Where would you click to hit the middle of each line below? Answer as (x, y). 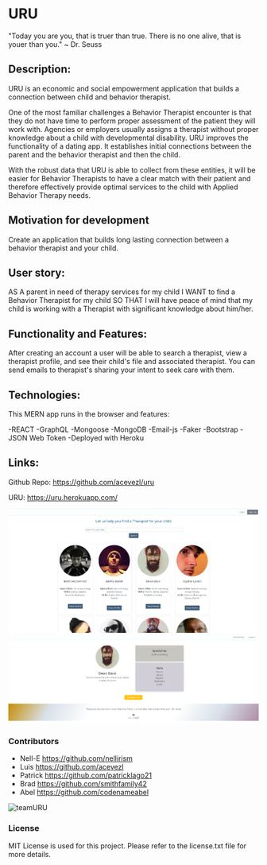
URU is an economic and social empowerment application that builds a (124, 88)
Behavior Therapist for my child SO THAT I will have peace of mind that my (130, 301)
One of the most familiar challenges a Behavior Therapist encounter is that (130, 112)
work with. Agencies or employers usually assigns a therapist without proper (133, 129)
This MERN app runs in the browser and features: (89, 414)
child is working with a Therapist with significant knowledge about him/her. (131, 309)
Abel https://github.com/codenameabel (84, 793)
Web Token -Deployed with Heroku (87, 438)
